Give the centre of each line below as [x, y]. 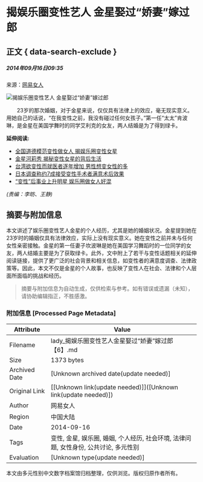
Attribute [27, 329]
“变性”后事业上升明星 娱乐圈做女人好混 [63, 181]
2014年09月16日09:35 [35, 68]
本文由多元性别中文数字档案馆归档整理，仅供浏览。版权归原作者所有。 [94, 473]
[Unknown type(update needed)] [98, 457]
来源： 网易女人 [25, 85]
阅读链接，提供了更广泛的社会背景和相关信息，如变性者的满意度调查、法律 [99, 261]
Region [19, 416]
